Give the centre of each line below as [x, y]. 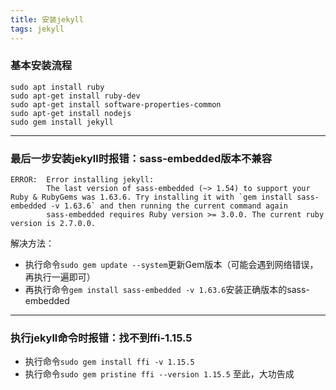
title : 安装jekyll [47, 19]
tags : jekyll [37, 29]
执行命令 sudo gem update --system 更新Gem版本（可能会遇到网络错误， [171, 265]
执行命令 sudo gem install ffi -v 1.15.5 [109, 362]
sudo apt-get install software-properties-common [116, 104]
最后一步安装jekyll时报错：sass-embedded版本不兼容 [141, 158]
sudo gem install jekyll [62, 122]
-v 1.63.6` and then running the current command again [169, 206]
